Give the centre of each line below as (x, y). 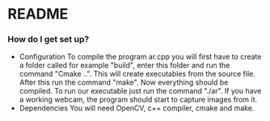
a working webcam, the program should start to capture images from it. (138, 100)
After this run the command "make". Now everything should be (124, 82)
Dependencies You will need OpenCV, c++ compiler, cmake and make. (137, 108)
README (38, 14)
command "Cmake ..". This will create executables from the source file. (137, 74)
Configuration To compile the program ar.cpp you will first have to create (140, 56)
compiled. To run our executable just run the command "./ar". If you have (140, 91)
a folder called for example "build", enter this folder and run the (124, 65)
